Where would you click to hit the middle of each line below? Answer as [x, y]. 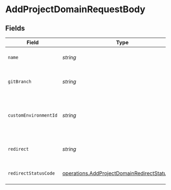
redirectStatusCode [31, 173]
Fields [15, 28]
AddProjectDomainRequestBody [75, 9]
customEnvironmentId [33, 115]
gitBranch [20, 82]
